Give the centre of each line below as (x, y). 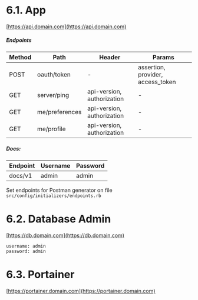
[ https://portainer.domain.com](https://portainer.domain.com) (81, 291)
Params (164, 57)
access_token (157, 82)
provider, (151, 74)
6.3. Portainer (40, 275)
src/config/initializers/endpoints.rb (54, 196)
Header (110, 57)
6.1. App (26, 10)
